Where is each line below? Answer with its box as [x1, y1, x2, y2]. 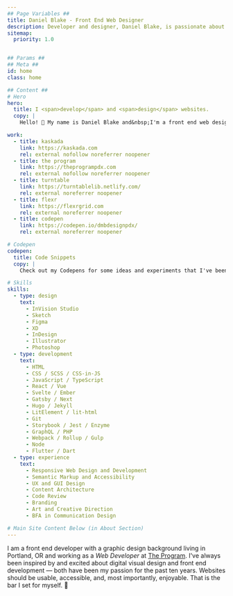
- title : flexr [13, 196, 58, 203]
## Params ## [7, 55, 45, 62]
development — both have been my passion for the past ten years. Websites [7, 566, 226, 574]
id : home [7, 67, 33, 74]
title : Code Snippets [13, 254, 76, 261]
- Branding [25, 499, 58, 506]
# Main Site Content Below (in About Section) [7, 524, 144, 532]
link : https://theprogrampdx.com [19, 164, 116, 171]
